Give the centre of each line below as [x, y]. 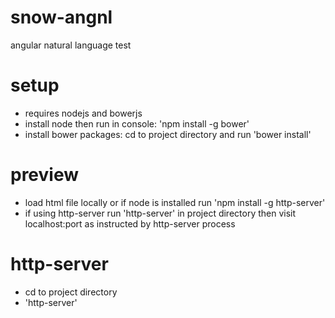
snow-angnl [61, 17]
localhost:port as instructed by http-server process [130, 223]
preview [45, 175]
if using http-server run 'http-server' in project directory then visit [160, 213]
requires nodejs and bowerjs [83, 113]
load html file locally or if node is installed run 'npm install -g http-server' [175, 202]
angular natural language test [71, 45]
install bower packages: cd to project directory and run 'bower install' [168, 134]
